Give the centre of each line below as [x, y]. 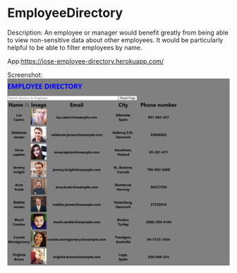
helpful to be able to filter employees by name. [75, 47]
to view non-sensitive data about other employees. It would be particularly [115, 40]
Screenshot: [25, 75]
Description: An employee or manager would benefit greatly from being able [118, 32]
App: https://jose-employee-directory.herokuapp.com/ [86, 61]
